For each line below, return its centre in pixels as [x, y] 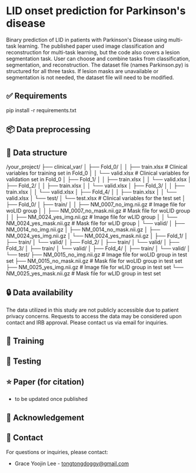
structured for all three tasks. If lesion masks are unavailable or [82, 71]
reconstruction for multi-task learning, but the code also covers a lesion [93, 52]
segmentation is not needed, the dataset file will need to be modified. [90, 77]
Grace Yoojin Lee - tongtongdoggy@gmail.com [72, 463]
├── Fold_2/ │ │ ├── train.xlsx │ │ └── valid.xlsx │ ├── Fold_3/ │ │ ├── [96, 185]
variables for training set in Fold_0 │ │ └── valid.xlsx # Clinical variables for [98, 173]
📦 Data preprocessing [48, 130]
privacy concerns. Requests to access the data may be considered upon [94, 316]
